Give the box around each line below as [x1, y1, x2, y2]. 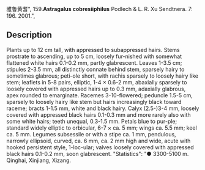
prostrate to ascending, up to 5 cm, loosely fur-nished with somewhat [6, 53, 182, 60]
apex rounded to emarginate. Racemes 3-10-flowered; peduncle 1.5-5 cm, [6, 91, 193, 99]
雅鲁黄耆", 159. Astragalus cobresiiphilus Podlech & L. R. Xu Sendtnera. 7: [6, 6, 193, 12]
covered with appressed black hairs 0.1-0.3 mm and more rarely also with [6, 111, 191, 118]
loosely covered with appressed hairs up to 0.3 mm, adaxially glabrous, [6, 85, 186, 92]
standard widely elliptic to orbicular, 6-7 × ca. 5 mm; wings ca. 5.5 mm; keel [6, 124, 197, 131]
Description [6, 30, 52, 40]
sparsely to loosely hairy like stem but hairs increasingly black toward [6, 98, 182, 105]
